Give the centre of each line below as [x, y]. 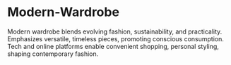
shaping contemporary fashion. [53, 54]
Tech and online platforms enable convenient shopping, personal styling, [113, 46]
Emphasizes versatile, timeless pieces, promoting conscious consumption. [115, 38]
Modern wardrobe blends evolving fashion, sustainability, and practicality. [115, 31]
